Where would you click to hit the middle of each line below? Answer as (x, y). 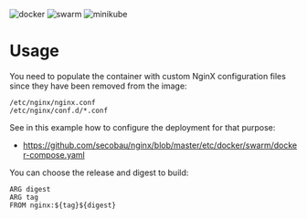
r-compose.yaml (53, 154)
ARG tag (24, 197)
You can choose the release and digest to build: (99, 172)
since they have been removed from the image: (98, 86)
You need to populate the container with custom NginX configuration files (148, 76)
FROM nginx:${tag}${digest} (63, 205)
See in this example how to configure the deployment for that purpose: (143, 127)
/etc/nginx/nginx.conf (53, 102)
